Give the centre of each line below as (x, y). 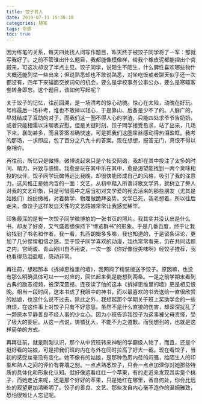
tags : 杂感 (19, 29)
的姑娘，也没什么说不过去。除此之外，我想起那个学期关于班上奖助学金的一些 (101, 300)
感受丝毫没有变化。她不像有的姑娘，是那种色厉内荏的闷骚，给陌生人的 (103, 358)
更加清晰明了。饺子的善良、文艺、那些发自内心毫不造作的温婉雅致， (111, 388)
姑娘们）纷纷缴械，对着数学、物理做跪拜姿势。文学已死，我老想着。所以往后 (101, 198)
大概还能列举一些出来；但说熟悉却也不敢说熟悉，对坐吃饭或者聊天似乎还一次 (101, 75)
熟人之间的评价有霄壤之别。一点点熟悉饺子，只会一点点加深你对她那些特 (106, 365)
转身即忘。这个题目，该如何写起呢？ (56, 90)
